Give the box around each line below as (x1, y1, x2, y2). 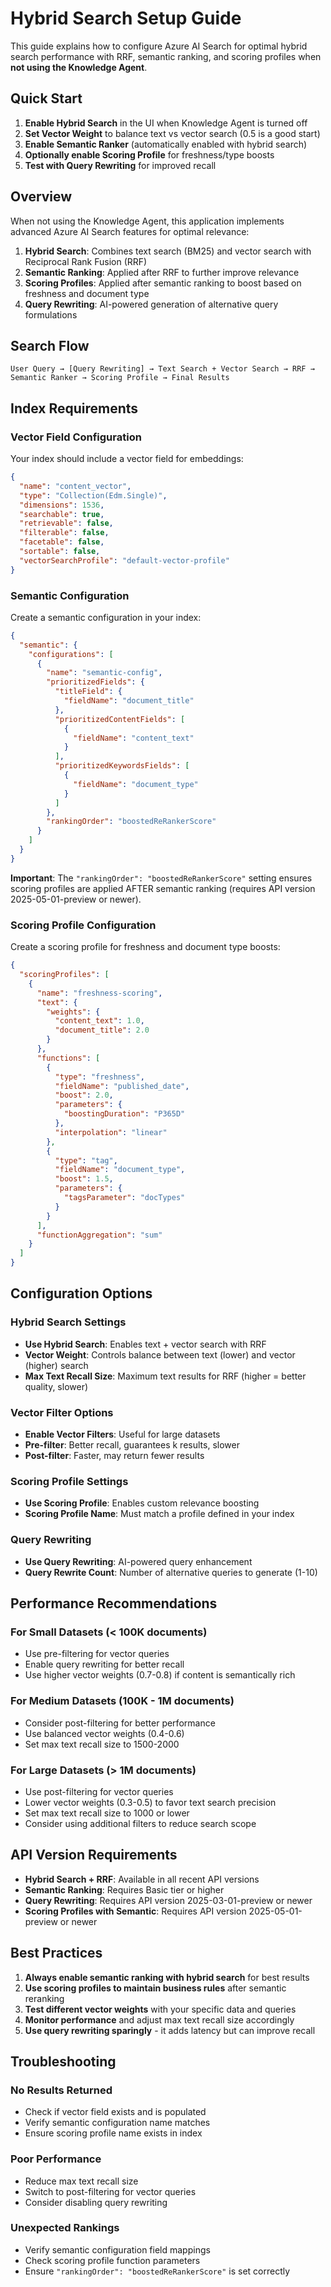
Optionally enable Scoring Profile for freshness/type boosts (24, 148, 275, 161)
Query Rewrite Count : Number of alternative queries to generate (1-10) (24, 1566, 318, 1578)
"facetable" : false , (19, 537, 105, 547)
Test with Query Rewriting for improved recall (24, 159, 217, 171)
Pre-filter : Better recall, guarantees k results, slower (24, 1439, 240, 1451)
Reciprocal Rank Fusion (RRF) (24, 255, 148, 267)
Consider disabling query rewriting (24, 2196, 168, 2208)
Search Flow (10, 337, 90, 354)
